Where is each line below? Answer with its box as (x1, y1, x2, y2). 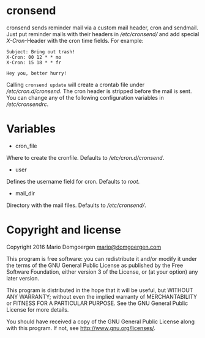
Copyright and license (6, 223, 121, 237)
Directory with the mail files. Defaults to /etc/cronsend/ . (6, 201, 146, 209)
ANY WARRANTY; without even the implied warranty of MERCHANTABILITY (6, 293, 198, 300)
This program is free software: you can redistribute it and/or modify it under (6, 255, 197, 262)
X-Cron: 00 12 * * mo (6, 54, 62, 60)
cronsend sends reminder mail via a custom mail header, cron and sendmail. (6, 24, 199, 31)
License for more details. (6, 306, 69, 313)
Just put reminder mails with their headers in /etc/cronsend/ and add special (6, 30, 199, 37)
